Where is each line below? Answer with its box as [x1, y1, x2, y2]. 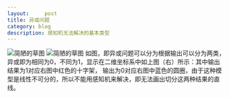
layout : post [7, 10, 58, 17]
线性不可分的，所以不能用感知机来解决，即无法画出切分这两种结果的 [19, 75, 214, 84]
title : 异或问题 [7, 17, 50, 23]
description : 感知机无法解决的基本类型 [7, 29, 110, 37]
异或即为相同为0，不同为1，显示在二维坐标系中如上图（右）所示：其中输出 [7, 58, 221, 66]
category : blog [7, 23, 51, 30]
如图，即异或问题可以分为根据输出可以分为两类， [85, 49, 226, 57]
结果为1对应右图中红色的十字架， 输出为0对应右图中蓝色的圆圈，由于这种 [7, 66, 217, 75]
